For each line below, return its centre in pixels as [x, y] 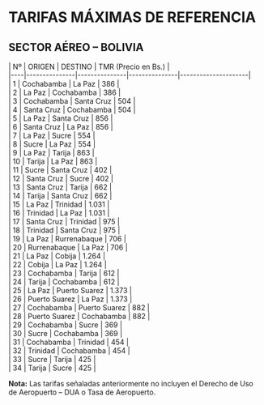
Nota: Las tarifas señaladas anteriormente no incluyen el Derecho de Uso [131, 384]
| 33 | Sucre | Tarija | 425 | [52, 359]
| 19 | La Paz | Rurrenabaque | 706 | [68, 239]
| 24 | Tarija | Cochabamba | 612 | [64, 282]
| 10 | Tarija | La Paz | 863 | [53, 161]
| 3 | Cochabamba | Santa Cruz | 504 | [72, 101]
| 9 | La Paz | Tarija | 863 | [51, 153]
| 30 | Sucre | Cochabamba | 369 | [66, 333]
